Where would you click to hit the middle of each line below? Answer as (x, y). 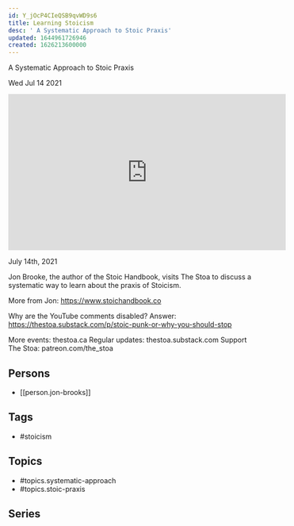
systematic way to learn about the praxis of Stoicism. (95, 286)
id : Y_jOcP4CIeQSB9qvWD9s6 (53, 15)
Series (25, 514)
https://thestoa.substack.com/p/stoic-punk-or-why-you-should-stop (120, 324)
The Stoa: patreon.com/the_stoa (61, 348)
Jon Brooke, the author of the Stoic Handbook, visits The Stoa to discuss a (130, 277)
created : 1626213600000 (48, 45)
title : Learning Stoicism (51, 23)
